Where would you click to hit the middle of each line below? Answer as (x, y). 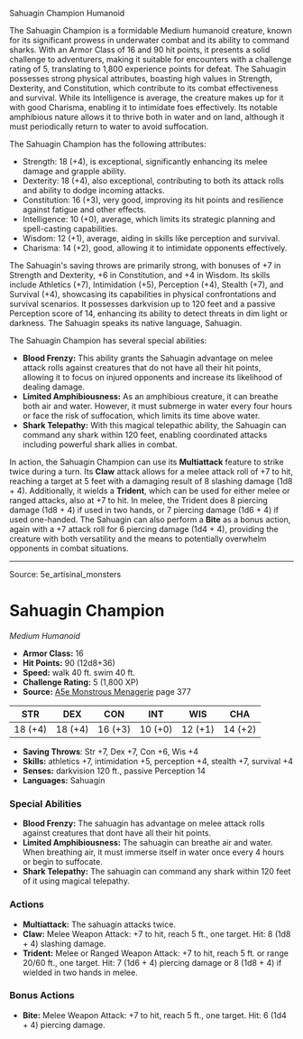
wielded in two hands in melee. (80, 972)
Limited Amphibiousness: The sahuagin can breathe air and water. (147, 843)
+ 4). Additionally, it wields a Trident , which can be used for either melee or (150, 491)
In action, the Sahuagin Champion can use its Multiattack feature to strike (147, 462)
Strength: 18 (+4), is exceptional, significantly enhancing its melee (145, 161)
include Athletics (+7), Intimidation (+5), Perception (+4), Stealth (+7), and (147, 285)
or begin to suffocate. (63, 862)
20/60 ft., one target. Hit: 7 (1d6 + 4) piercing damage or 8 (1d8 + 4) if (152, 962)
